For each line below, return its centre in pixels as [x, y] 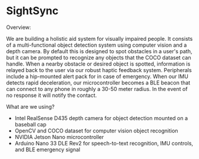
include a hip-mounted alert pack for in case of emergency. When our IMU [97, 76]
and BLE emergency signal [47, 150]
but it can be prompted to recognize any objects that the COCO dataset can [99, 57]
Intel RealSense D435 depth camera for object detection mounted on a [101, 118]
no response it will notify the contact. [51, 95]
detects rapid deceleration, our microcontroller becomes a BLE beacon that [98, 82]
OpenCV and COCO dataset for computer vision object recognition [96, 131]
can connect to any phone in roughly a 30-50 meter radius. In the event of [97, 89]
